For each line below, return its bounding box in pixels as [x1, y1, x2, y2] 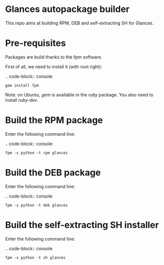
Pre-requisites [5, 37, 66, 49]
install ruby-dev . [5, 97, 39, 103]
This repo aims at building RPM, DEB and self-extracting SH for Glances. [5, 20, 154, 26]
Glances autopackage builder [5, 3, 130, 15]
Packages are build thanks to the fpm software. [5, 54, 103, 60]
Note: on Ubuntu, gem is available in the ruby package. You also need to [5, 91, 154, 98]
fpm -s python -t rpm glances [5, 150, 68, 155]
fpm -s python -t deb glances [5, 203, 68, 208]
